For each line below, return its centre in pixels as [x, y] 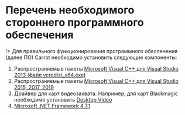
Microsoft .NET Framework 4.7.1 [52, 106]
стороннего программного [75, 22]
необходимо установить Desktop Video [63, 99]
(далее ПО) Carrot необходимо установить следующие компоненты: [91, 57]
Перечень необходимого [70, 10]
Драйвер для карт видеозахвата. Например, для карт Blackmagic [96, 93]
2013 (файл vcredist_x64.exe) [50, 75]
